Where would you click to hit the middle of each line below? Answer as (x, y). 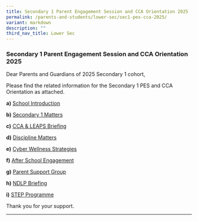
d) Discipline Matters (32, 138)
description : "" (26, 28)
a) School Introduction (33, 103)
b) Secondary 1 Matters (34, 115)
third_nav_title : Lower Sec (41, 34)
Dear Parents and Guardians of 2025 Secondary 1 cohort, (76, 74)
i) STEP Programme (30, 194)
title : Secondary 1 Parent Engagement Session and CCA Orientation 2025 (97, 11)
